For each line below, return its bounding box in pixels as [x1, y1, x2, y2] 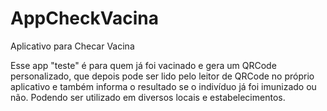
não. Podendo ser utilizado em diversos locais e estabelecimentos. [10, 91, 286, 103]
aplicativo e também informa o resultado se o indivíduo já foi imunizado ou [10, 80, 317, 92]
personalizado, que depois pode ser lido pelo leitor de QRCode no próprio [10, 70, 315, 82]
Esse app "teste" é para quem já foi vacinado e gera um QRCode [10, 59, 277, 71]
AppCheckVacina [10, 7, 160, 30]
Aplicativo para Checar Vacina [10, 40, 135, 52]
